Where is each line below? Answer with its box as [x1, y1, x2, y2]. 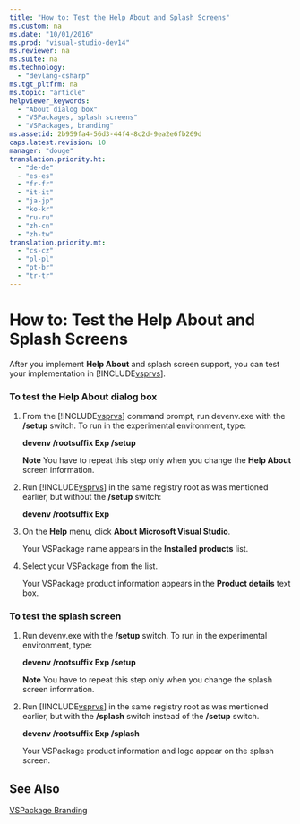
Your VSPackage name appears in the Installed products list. [21, 543, 249, 554]
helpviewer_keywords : [9, 96, 90, 106]
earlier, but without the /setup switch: [21, 491, 162, 502]
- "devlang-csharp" [17, 72, 90, 81]
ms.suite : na [9, 55, 58, 64]
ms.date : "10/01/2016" [9, 30, 94, 39]
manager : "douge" [9, 146, 74, 155]
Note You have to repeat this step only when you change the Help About [21, 454, 292, 466]
